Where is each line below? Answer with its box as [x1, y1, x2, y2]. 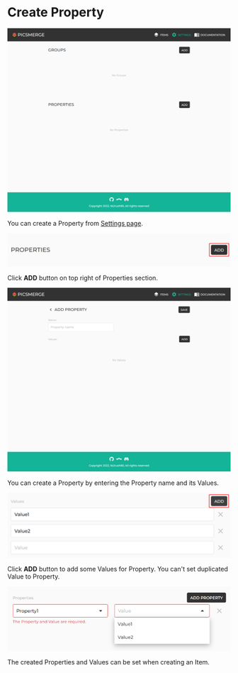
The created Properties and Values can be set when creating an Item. [7, 657, 210, 666]
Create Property [7, 4, 104, 21]
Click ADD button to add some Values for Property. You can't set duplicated [7, 565, 229, 574]
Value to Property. [7, 572, 60, 581]
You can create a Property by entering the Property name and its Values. [7, 478, 220, 487]
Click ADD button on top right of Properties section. [7, 273, 158, 282]
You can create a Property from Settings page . [7, 219, 144, 227]
